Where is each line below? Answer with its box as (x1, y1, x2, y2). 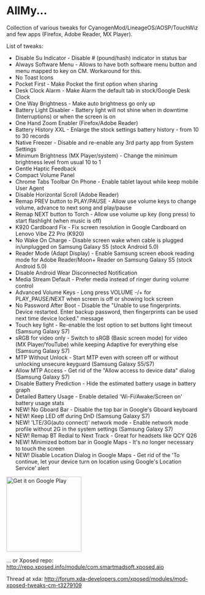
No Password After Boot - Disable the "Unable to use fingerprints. (15, 301, 182, 309)
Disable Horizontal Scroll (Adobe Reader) (15, 191, 119, 198)
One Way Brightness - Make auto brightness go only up (15, 99, 155, 107)
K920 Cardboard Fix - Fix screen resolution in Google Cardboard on (15, 223, 187, 230)
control (15, 282, 34, 289)
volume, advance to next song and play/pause (15, 203, 132, 211)
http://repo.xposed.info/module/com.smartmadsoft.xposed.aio (6, 563, 164, 570)
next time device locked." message (15, 314, 104, 322)
